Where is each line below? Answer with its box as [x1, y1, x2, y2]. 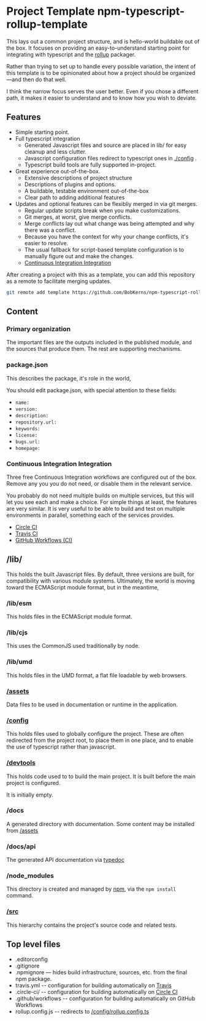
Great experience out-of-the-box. [15, 167, 101, 175]
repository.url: [15, 419, 57, 425]
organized [169, 69, 196, 76]
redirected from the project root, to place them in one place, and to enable [6, 736, 194, 744]
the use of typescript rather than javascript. [6, 743, 116, 751]
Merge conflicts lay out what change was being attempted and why [24, 219, 195, 227]
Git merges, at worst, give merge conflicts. [24, 213, 132, 221]
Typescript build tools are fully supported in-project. [24, 161, 156, 168]
